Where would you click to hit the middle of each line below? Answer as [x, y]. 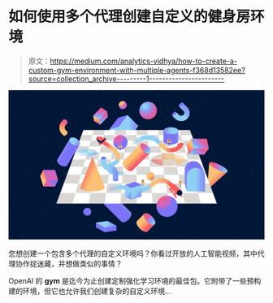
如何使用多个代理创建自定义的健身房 [130, 17]
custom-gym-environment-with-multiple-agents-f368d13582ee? [136, 70]
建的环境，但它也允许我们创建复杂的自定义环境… [90, 291]
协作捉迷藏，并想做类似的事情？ [69, 263]
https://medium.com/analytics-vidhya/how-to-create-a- [144, 61]
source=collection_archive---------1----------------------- [126, 79]
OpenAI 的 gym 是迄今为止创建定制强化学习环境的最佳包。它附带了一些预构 [135, 280]
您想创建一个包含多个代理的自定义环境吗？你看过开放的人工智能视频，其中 [133, 253]
